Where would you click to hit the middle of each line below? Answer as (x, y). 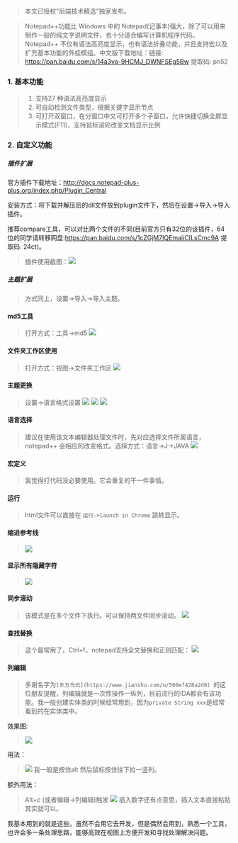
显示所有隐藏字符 (32, 565)
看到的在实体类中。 (53, 711)
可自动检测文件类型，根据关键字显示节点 (94, 107)
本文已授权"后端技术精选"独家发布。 (77, 11)
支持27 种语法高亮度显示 (71, 98)
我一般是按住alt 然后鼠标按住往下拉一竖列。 (97, 770)
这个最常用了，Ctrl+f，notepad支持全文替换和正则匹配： (107, 650)
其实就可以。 (43, 809)
